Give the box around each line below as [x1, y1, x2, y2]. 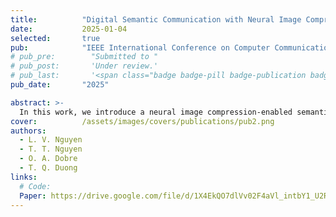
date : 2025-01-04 [10, 24, 128, 34]
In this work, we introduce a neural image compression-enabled [19, 107, 293, 117]
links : [10, 172, 38, 182]
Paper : [19, 191, 47, 201]
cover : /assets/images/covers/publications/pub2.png [10, 116, 275, 126]
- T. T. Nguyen [19, 144, 83, 155]
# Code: [19, 181, 52, 191]
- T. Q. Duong [19, 163, 78, 173]
